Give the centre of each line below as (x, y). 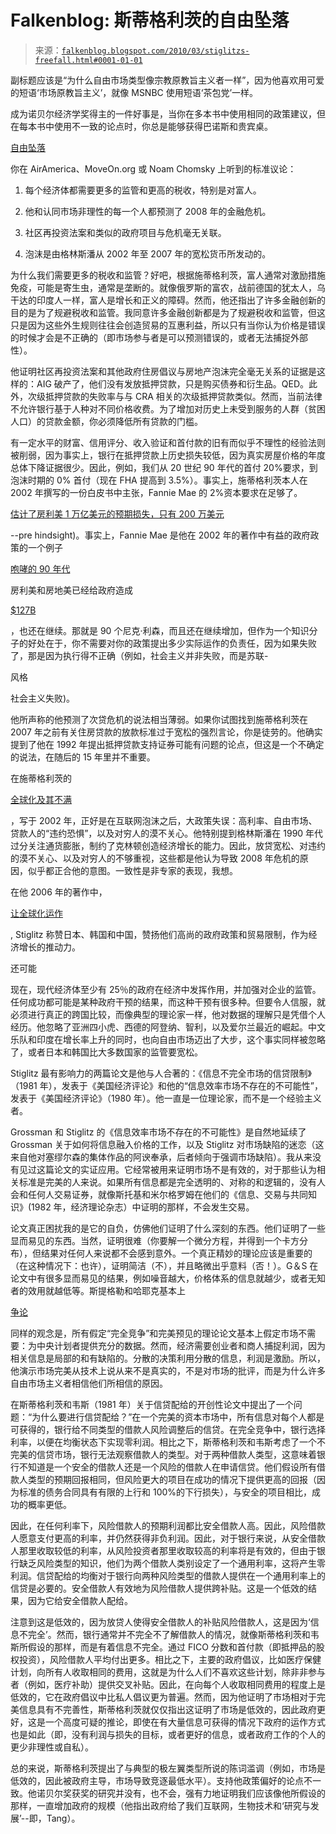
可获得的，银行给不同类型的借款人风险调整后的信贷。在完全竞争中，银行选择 (168, 1429)
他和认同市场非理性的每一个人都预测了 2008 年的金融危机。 (148, 211)
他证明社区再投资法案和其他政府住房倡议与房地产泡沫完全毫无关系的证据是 (163, 371)
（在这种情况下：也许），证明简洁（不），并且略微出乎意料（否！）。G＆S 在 (164, 1265)
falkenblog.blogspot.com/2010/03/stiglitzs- (155, 51)
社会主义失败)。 (43, 698)
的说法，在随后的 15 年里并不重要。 (83, 757)
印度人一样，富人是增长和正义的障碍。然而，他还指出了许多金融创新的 (181, 300)
